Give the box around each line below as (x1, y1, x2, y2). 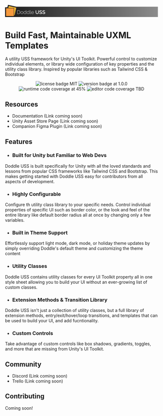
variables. (5, 217, 25, 223)
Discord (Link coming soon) (12, 373, 68, 379)
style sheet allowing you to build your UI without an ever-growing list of (5, 279, 147, 285)
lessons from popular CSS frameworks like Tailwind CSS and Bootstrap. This (5, 168, 158, 174)
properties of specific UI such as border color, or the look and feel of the (5, 207, 150, 213)
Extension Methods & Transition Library (12, 296, 108, 303)
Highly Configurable (12, 191, 61, 197)
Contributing (5, 392, 45, 400)
